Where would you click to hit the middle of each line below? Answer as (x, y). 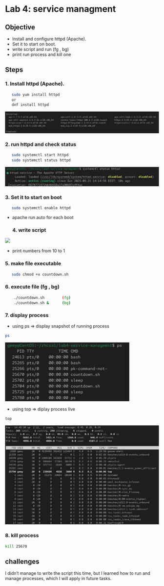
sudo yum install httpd (36, 95)
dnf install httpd (30, 105)
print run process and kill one (41, 54)
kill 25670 (16, 546)
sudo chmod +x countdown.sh (40, 274)
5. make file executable (33, 264)
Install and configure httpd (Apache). (49, 39)
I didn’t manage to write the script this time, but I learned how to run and (78, 573)
